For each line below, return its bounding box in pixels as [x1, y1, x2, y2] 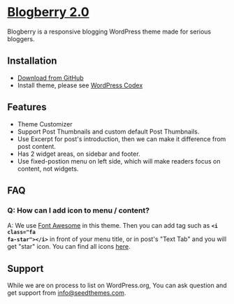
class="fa [7, 229, 36, 236]
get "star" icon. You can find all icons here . [7, 243, 131, 251]
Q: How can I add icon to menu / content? [7, 205, 150, 215]
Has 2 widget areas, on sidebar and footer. [17, 150, 141, 158]
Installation [7, 55, 57, 67]
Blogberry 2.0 [7, 4, 89, 20]
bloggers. [7, 34, 35, 43]
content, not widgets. [17, 164, 79, 173]
